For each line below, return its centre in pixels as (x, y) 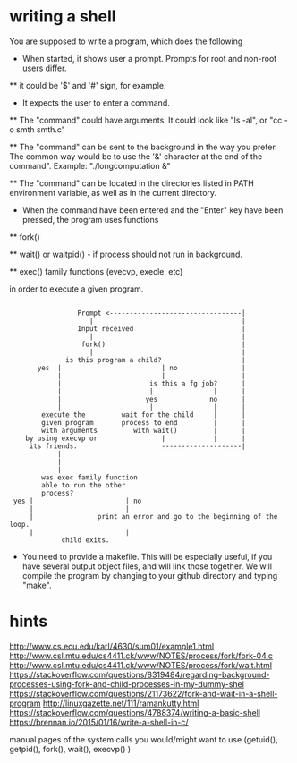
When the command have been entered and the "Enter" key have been (153, 210)
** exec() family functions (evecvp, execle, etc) (96, 271)
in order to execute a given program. (76, 289)
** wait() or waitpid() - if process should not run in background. (126, 254)
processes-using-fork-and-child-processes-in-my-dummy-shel (127, 684)
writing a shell (63, 17)
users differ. (44, 68)
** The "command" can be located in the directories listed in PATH (132, 183)
